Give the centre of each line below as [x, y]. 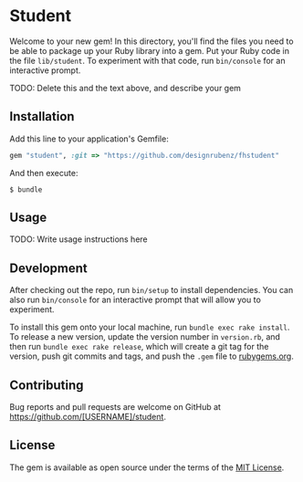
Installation [42, 116]
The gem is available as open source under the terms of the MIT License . [147, 467]
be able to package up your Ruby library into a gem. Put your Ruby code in [150, 50]
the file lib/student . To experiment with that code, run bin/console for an [147, 60]
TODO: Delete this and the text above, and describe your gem [125, 88]
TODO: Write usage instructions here [78, 239]
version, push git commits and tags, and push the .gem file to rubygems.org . [152, 356]
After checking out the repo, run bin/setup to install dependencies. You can [151, 290]
